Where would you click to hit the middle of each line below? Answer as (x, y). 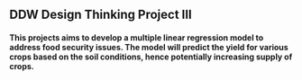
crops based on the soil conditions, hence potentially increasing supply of (151, 57)
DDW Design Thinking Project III (101, 15)
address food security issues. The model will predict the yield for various (149, 47)
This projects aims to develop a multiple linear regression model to (137, 37)
